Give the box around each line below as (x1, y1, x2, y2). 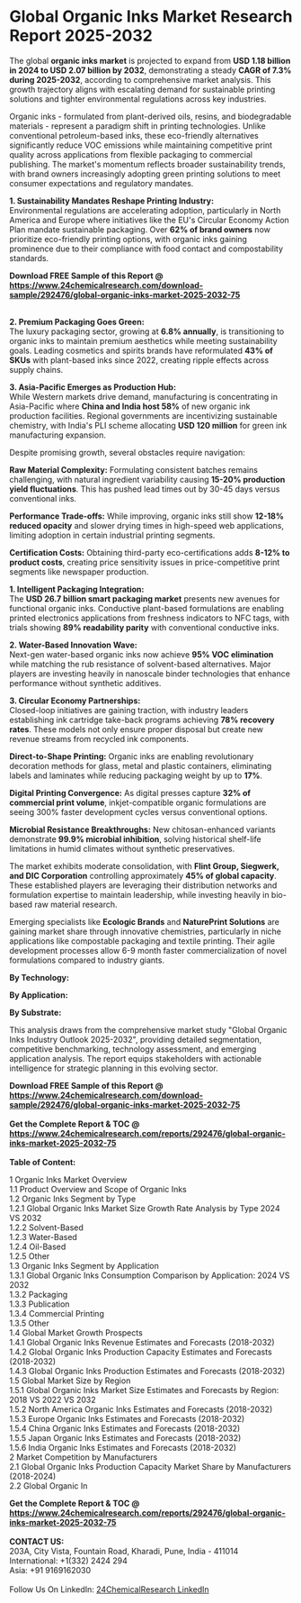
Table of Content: (9, 1156, 76, 1167)
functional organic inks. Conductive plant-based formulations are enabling (9, 602, 285, 613)
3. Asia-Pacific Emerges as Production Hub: (9, 381, 177, 393)
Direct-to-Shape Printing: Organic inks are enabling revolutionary (9, 750, 254, 762)
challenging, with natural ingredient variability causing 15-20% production (9, 474, 286, 485)
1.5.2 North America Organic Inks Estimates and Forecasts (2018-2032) (9, 1403, 273, 1415)
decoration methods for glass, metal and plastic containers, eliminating (9, 760, 272, 771)
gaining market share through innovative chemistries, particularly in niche (9, 926, 281, 937)
